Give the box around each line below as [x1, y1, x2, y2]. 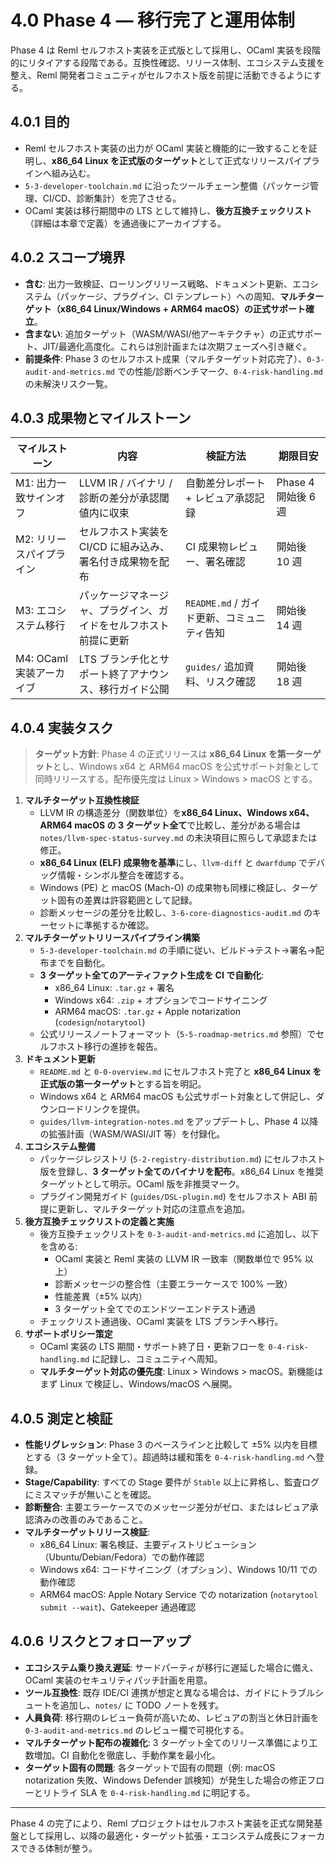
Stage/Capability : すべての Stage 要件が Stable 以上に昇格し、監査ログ [24, 1476, 320, 1488]
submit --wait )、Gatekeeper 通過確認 [39, 1601, 197, 1613]
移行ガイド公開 [98, 682, 170, 696]
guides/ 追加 [185, 660, 245, 674]
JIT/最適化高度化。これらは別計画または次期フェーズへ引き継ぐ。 [42, 340, 312, 352]
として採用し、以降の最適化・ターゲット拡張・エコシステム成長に [18, 1829, 291, 1841]
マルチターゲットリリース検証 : [24, 1526, 151, 1538]
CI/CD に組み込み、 [78, 540, 171, 554]
